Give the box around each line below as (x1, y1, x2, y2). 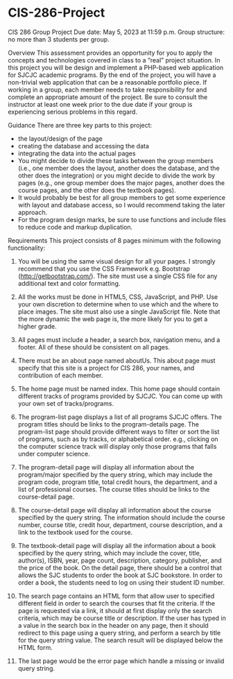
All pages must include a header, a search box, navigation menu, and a (17, 335, 221, 344)
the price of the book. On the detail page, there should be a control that (17, 563, 223, 571)
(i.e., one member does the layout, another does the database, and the (17, 164, 221, 172)
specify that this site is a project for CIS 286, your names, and (17, 363, 195, 372)
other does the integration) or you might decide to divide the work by (17, 171, 216, 180)
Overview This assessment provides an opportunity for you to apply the (8, 49, 213, 57)
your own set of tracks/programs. (17, 399, 114, 407)
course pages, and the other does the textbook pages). (17, 186, 176, 194)
